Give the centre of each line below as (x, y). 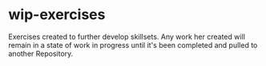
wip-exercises (57, 15)
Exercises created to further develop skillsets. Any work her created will (127, 37)
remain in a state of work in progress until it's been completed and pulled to (133, 45)
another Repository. (41, 53)
